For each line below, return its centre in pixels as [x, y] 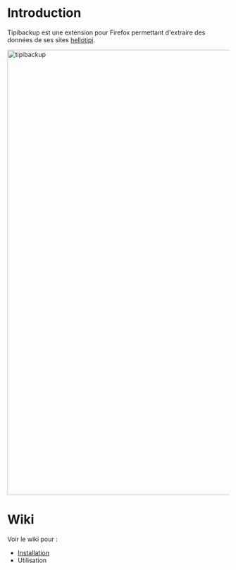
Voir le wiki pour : [32, 539]
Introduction [44, 13]
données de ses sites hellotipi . [51, 39]
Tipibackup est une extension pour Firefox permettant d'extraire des [106, 32]
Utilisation [32, 560]
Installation [33, 552]
